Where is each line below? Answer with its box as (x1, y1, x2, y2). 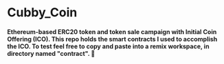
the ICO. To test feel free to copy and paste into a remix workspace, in (7, 42, 210, 50)
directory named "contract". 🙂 (7, 49, 96, 57)
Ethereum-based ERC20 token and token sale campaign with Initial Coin (7, 27, 217, 35)
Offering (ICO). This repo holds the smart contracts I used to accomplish (7, 35, 218, 43)
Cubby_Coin (7, 5, 78, 20)
